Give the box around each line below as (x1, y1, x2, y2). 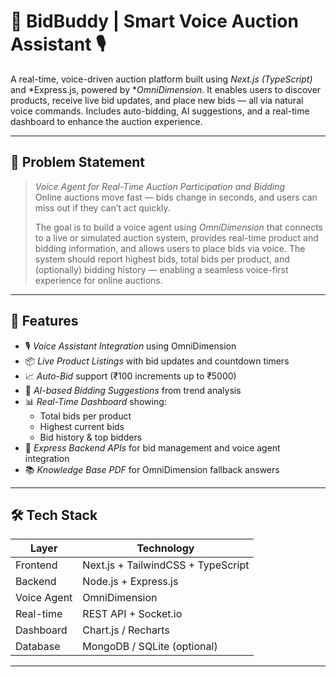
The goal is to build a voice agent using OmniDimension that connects (34, 221, 323, 233)
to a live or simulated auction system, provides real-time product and (34, 231, 319, 244)
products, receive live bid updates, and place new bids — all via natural (10, 94, 304, 106)
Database (15, 640, 61, 654)
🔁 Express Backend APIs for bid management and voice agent (24, 441, 281, 454)
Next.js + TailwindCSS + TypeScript (82, 558, 250, 572)
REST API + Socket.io (82, 607, 183, 621)
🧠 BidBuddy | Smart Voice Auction (10, 10, 299, 33)
